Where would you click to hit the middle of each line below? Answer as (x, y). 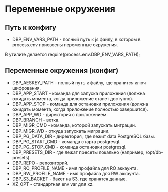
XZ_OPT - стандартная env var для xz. (53, 184)
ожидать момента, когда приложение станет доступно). (73, 98)
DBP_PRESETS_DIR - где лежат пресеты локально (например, (78, 152)
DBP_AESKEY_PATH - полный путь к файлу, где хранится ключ (79, 82)
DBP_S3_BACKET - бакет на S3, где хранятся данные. (69, 179)
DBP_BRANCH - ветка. (36, 120)
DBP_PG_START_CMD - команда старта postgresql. (66, 141)
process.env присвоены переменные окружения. (65, 45)
